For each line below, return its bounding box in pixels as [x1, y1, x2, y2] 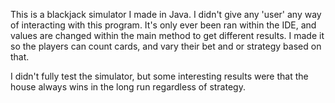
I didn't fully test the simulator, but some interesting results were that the [10, 70, 309, 82]
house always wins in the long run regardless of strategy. [10, 81, 246, 93]
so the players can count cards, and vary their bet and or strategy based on [10, 40, 322, 52]
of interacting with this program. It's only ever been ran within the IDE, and [10, 19, 317, 31]
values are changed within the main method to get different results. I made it [10, 30, 325, 41]
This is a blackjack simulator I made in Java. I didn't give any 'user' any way [10, 9, 322, 20]
